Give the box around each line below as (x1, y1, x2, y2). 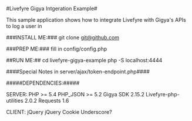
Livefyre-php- (146, 91, 180, 98)
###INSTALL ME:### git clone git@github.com (6, 34, 119, 41)
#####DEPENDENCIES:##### (6, 79, 80, 86)
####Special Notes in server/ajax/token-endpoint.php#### (6, 68, 150, 75)
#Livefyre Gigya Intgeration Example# (6, 5, 98, 12)
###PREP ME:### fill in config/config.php (6, 45, 107, 52)
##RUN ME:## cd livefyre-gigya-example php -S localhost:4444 (6, 57, 163, 63)
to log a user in (6, 23, 42, 29)
